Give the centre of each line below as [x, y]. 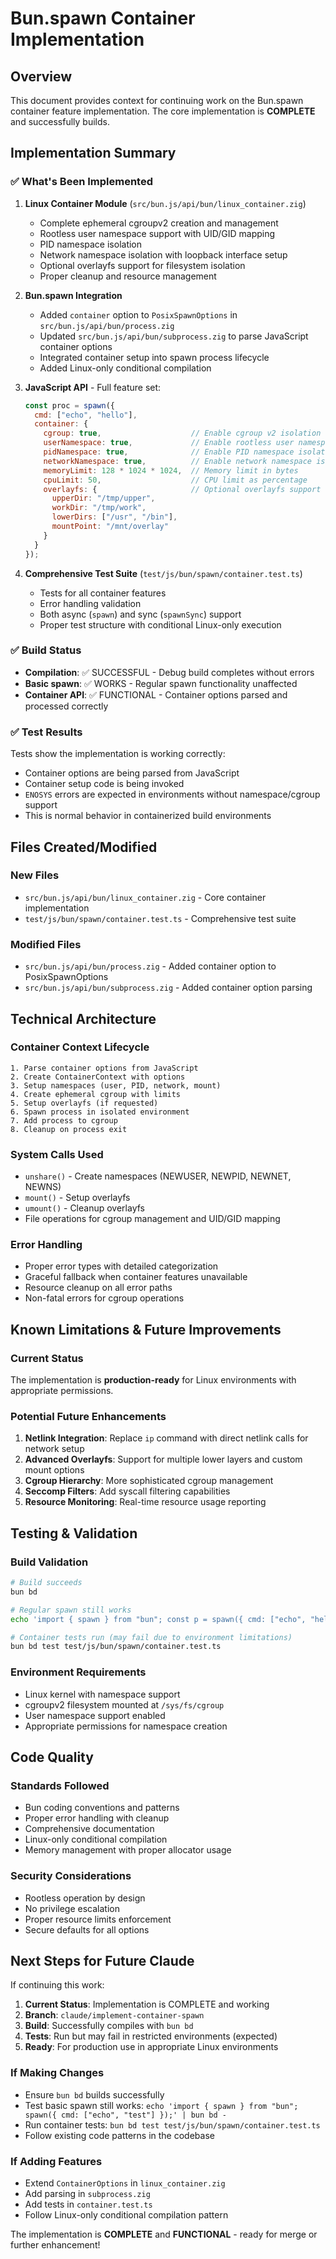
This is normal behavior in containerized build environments [148, 816]
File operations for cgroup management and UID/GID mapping [152, 1219]
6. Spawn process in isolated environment [100, 1112]
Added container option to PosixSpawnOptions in [138, 314]
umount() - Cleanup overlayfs [84, 1208]
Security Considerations [71, 1876]
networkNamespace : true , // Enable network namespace [178, 461]
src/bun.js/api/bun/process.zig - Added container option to [150, 966]
